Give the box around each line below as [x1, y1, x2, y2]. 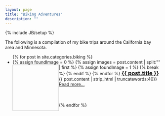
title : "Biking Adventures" [5, 12, 63, 17]
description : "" [5, 16, 39, 21]
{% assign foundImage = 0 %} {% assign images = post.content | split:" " [12, 59, 161, 65]
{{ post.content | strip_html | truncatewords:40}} [58, 76, 157, 82]
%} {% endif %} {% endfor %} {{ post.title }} [58, 70, 160, 77]
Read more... [58, 82, 85, 87]
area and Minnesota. [5, 45, 47, 51]
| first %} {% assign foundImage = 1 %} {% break [58, 64, 159, 70]
